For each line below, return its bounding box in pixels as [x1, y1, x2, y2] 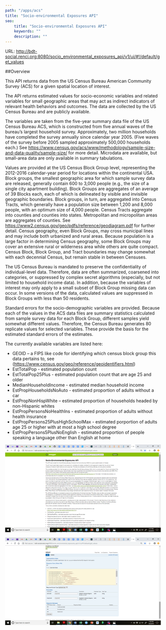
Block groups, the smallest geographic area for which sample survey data [5, 175, 155, 181]
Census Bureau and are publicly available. [5, 109, 90, 114]
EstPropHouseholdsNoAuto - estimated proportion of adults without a [12, 387, 154, 393]
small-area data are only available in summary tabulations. [5, 155, 124, 161]
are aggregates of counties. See [5, 217, 71, 223]
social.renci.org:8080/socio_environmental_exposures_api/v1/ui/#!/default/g [5, 53, 160, 59]
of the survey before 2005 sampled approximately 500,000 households [5, 139, 151, 145]
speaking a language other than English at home [12, 435, 111, 440]
